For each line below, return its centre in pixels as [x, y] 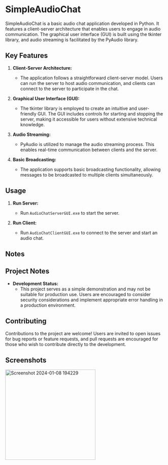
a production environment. [48, 305]
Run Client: [25, 223]
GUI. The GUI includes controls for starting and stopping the [100, 113]
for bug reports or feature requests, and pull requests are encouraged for [82, 339]
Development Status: [35, 283]
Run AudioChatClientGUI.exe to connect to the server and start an [89, 232]
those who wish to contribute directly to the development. [66, 344]
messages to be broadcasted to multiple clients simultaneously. [87, 175]
